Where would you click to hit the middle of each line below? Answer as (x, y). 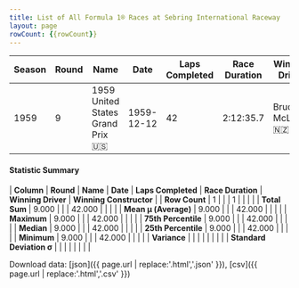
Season (30, 70)
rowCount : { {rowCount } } (53, 34)
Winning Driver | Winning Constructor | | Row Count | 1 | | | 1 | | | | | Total (145, 199)
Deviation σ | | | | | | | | (50, 247)
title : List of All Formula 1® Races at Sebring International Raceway (145, 17)
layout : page (33, 26)
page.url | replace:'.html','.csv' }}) (70, 274)
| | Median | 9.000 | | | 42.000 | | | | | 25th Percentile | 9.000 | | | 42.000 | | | (149, 227)
